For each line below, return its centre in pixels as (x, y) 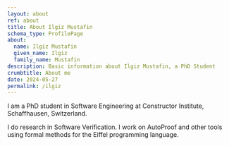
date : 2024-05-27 (33, 79)
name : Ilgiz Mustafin (45, 47)
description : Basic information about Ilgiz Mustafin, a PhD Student (112, 66)
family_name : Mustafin (47, 60)
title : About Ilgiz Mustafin (50, 27)
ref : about (23, 20)
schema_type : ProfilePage (45, 34)
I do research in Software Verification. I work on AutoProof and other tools (115, 127)
